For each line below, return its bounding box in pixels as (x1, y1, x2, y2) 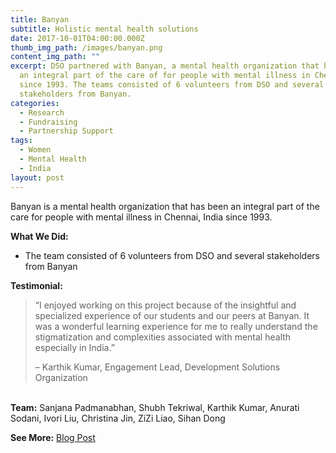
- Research (19, 107, 65, 118)
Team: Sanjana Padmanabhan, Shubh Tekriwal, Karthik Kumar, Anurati (10, 401, 300, 413)
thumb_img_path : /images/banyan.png (10, 42, 163, 53)
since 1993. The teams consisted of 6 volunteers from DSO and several (19, 80, 325, 90)
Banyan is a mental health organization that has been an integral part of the (10, 200, 320, 212)
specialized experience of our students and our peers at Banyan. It (34, 309, 310, 321)
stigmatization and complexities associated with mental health (34, 331, 292, 343)
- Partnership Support (19, 126, 114, 136)
